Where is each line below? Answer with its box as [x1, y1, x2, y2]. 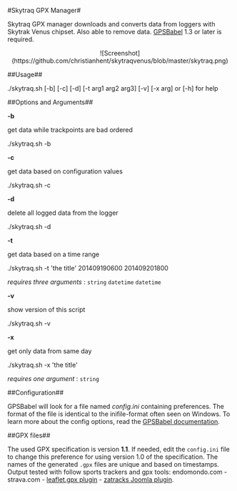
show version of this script [7, 305, 86, 313]
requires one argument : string [7, 375, 100, 383]
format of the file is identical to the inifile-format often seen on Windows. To [7, 410, 231, 418]
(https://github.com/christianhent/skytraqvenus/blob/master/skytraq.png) [11, 56, 228, 65]
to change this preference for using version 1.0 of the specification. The [7, 452, 218, 461]
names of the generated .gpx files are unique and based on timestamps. [7, 460, 220, 468]
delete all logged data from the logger [7, 208, 119, 217]
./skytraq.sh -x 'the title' [7, 360, 79, 369]
